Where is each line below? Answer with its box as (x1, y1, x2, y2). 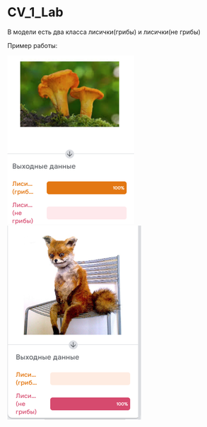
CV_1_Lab (7, 4, 64, 21)
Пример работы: (7, 41, 58, 49)
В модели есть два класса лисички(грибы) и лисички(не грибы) (7, 28, 201, 36)
